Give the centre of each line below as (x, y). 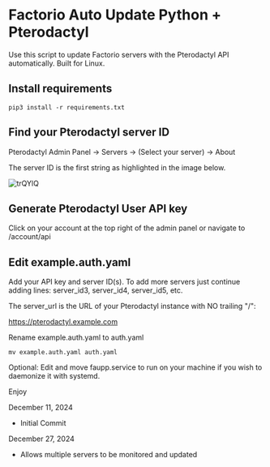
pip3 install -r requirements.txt (67, 107)
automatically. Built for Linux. (57, 63)
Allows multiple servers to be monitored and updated (109, 455)
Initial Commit (43, 423)
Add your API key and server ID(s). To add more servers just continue (124, 282)
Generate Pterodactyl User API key (98, 208)
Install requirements (60, 89)
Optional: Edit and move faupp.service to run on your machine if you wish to (135, 367)
